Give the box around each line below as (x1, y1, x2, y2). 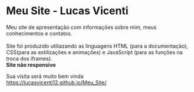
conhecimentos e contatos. (6, 29, 73, 37)
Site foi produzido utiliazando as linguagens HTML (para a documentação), (6, 42, 189, 50)
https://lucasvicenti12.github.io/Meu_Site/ (6, 78, 107, 86)
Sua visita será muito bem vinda (6, 73, 84, 80)
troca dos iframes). (6, 55, 52, 62)
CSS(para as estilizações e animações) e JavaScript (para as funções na (6, 48, 183, 55)
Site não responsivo (6, 61, 56, 68)
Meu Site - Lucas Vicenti (6, 4, 129, 18)
